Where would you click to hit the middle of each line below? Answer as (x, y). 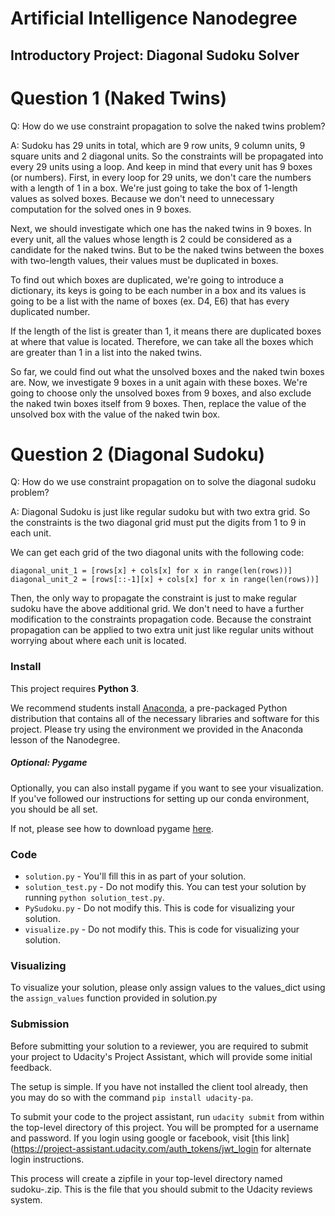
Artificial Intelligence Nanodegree (154, 18)
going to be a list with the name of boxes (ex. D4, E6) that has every (150, 301)
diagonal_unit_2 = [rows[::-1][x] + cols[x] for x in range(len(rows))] (165, 580)
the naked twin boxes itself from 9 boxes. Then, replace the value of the (158, 403)
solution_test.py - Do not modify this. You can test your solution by (165, 887)
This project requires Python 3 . (75, 688)
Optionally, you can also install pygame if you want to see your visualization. (167, 788)
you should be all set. (54, 809)
